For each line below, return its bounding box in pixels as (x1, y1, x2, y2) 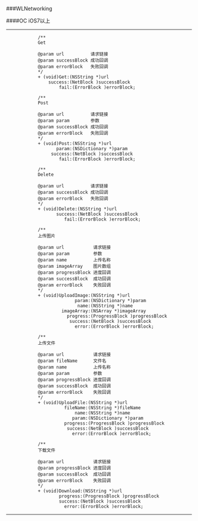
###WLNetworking (6, 5, 52, 12)
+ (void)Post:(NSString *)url (37, 141, 112, 147)
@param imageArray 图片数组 (37, 263, 111, 269)
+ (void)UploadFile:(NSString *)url (37, 400, 128, 406)
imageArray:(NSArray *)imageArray (61, 308, 146, 314)
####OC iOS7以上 (6, 17, 51, 24)
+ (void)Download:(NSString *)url (37, 488, 123, 494)
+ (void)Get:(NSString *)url (37, 74, 110, 80)
